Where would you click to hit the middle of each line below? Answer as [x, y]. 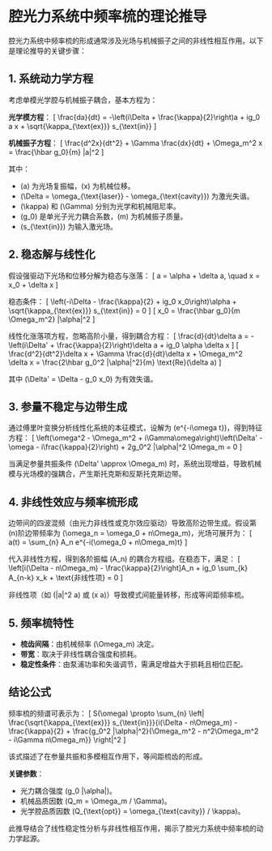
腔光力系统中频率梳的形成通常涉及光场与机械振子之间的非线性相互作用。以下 [136, 41]
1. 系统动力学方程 [51, 79]
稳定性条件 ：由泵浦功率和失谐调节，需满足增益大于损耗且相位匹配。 [134, 664]
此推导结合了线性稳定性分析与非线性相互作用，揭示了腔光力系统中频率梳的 [132, 828]
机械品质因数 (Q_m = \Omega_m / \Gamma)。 [96, 801]
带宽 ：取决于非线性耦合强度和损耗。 [81, 654]
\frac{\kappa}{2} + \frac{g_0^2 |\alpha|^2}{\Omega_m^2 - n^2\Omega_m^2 [134, 731]
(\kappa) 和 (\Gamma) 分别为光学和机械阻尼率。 [100, 206]
